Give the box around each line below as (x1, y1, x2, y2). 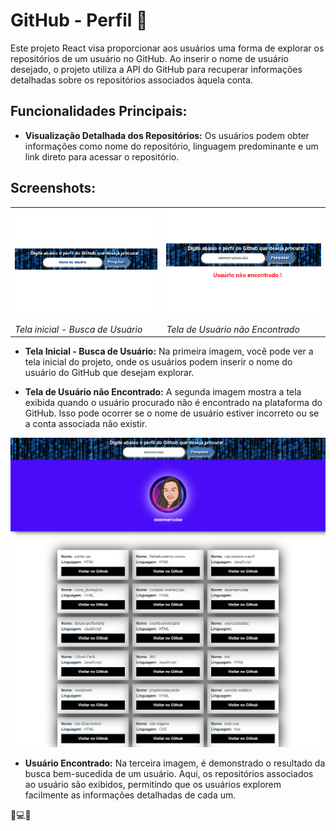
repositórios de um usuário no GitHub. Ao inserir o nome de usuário (10, 52, 289, 64)
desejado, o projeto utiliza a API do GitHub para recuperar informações (10, 63, 303, 75)
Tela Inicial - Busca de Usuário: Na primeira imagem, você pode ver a (24, 345, 314, 358)
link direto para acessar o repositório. (24, 150, 180, 163)
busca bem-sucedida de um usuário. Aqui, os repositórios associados (24, 768, 314, 779)
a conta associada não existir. (24, 418, 148, 430)
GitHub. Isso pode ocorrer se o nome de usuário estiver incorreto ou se (24, 407, 320, 419)
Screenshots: (10, 180, 97, 197)
